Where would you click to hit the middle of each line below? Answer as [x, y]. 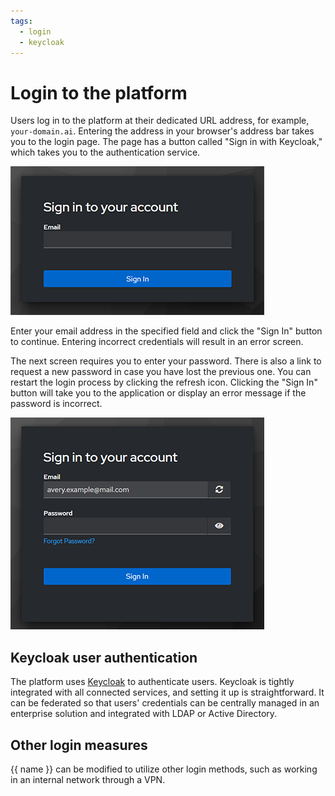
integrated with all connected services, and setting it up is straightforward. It [167, 692]
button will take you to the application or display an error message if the [158, 393]
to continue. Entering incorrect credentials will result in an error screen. [157, 342]
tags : [21, 21]
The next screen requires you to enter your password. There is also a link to [166, 361]
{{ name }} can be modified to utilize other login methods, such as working [164, 769]
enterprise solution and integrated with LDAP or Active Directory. [144, 714]
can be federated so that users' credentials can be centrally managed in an [165, 703]
